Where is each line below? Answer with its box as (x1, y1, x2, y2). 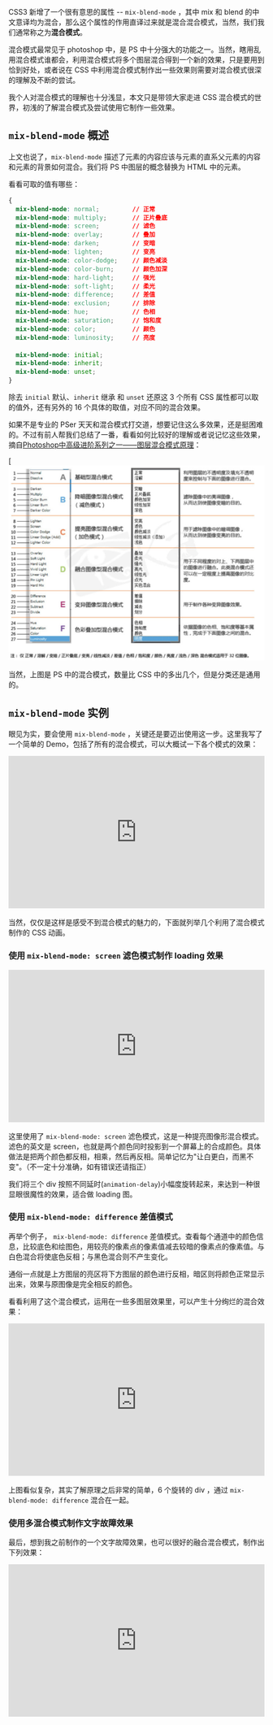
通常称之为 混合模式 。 (15, 28, 87, 37)
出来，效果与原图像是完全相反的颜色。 (8, 1279, 136, 1288)
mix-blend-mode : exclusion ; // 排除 (15, 299, 156, 307)
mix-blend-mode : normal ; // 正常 (15, 205, 156, 213)
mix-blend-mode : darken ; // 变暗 (15, 239, 156, 248)
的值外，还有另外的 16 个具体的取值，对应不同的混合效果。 (8, 402, 206, 412)
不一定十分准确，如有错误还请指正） (29, 1162, 151, 1171)
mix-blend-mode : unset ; (15, 368, 96, 376)
